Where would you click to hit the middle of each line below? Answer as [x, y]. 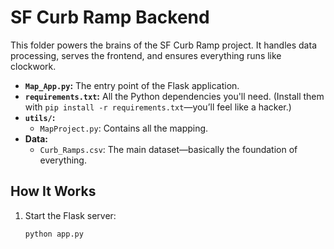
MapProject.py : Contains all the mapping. [124, 128]
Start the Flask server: [70, 215]
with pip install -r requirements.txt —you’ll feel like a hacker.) [158, 107]
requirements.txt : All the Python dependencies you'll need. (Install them [174, 96]
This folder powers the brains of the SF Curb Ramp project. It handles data [163, 45]
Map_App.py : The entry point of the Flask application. [132, 85]
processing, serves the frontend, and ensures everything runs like [146, 55]
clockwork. [33, 66]
